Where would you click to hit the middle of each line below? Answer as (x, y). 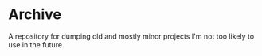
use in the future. (36, 44)
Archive (35, 15)
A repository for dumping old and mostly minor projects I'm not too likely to (131, 36)
